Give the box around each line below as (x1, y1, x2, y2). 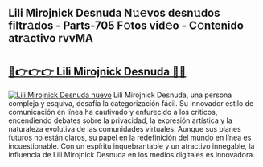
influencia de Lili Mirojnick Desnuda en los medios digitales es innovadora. (8, 150, 255, 159)
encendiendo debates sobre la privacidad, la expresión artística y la (8, 116, 232, 125)
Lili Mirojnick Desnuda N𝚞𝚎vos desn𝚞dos (8, 6, 220, 20)
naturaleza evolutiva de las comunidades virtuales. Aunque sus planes (8, 124, 241, 133)
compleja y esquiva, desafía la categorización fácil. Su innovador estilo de (8, 99, 254, 108)
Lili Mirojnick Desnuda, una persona (113, 90, 232, 100)
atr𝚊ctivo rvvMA (8, 31, 94, 45)
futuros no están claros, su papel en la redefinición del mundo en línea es (8, 132, 252, 142)
